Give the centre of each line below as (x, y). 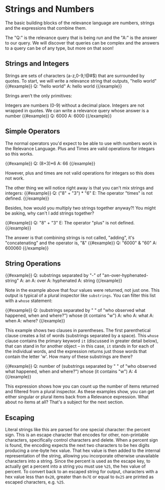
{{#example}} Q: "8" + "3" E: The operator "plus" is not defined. (70, 223)
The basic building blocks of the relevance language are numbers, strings (80, 23)
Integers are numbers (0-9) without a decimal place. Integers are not (75, 105)
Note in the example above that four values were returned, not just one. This (82, 290)
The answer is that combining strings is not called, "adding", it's (70, 237)
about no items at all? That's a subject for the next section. (65, 402)
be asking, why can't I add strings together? (50, 213)
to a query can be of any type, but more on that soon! (59, 48)
